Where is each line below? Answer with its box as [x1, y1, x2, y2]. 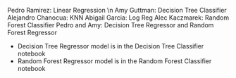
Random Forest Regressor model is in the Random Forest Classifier [17, 57, 212, 65]
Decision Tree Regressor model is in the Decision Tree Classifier [17, 42, 204, 50]
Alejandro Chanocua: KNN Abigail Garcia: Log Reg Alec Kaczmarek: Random [7, 13, 230, 22]
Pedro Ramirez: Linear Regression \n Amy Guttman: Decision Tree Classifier [7, 6, 227, 14]
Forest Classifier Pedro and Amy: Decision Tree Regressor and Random [7, 21, 214, 29]
